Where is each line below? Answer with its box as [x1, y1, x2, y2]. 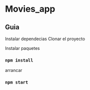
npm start [5, 80, 28, 85]
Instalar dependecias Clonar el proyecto [5, 36, 85, 42]
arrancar [5, 67, 23, 73]
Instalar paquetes [5, 45, 40, 51]
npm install [5, 57, 34, 63]
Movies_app [5, 3, 55, 15]
